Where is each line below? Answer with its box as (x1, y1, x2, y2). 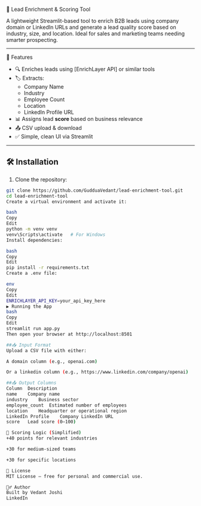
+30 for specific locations (6, 457, 77, 463)
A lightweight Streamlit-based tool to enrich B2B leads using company (6, 17, 179, 24)
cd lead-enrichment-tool (6, 193, 68, 199)
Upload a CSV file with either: (6, 347, 87, 353)
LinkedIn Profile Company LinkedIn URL (6, 413, 114, 419)
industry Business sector (6, 396, 79, 402)
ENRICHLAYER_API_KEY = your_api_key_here (6, 298, 106, 304)
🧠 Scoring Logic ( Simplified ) (6, 430, 82, 436)
